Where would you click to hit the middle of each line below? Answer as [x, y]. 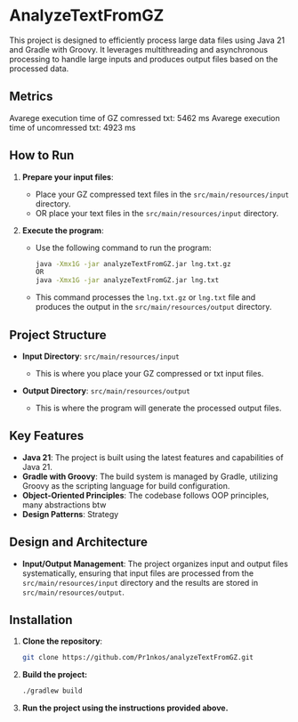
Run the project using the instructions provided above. [125, 708]
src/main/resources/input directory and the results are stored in [140, 582]
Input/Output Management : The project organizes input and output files [155, 564]
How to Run [42, 155]
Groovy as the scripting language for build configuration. [126, 485]
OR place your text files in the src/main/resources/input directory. [157, 213]
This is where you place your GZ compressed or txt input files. [149, 373]
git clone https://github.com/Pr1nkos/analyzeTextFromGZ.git [138, 658]
